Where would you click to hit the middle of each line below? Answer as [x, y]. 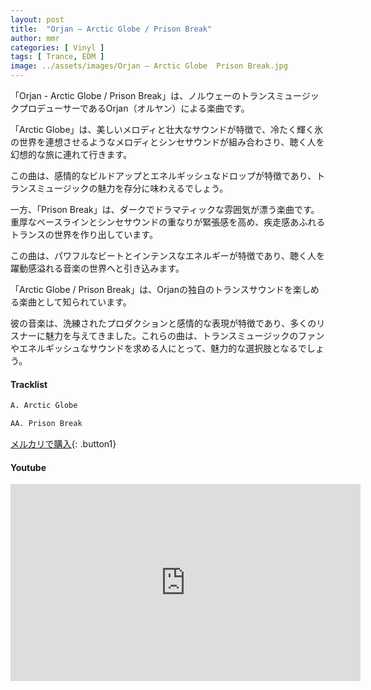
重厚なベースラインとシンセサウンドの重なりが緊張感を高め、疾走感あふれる [168, 222]
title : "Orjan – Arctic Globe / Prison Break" [111, 29]
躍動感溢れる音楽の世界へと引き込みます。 [97, 268]
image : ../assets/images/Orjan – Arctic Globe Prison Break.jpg [149, 66]
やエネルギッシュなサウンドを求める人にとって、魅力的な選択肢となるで [158, 348]
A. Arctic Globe [44, 406]
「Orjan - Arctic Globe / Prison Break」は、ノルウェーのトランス [143, 95]
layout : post [37, 19]
